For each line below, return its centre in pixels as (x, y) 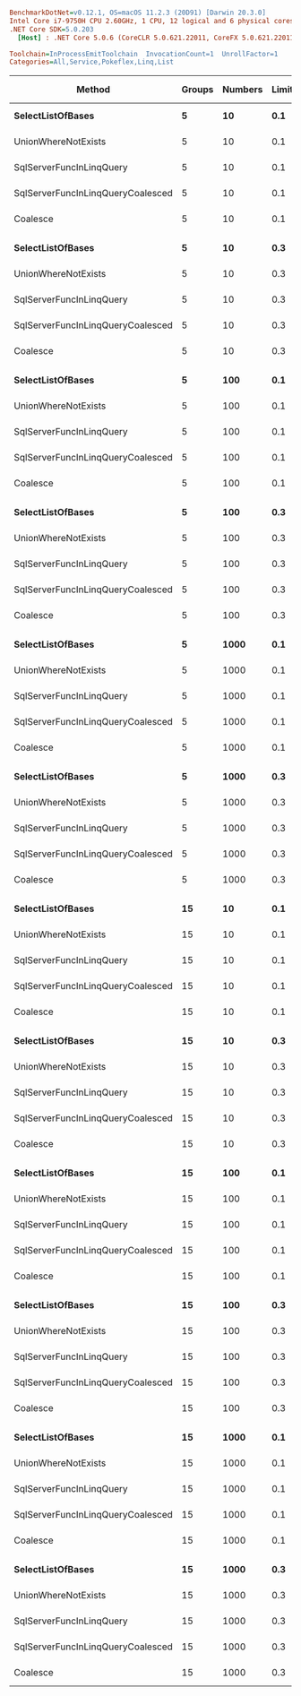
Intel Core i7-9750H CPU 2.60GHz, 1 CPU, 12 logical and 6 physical (140, 21)
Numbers (243, 90)
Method (93, 90)
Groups (198, 90)
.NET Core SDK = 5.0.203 (52, 29)
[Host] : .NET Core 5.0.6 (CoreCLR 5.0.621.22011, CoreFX (128, 38)
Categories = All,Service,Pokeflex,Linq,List (92, 62)
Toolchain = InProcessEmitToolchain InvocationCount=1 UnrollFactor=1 (144, 54)
